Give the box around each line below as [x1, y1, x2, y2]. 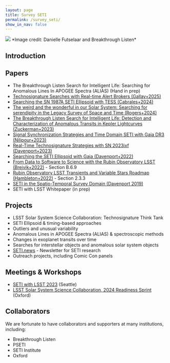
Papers [5, 69, 29, 78]
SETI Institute [12, 347, 41, 353]
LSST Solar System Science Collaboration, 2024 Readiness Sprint [12, 287, 152, 293]
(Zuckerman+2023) [12, 126, 54, 132]
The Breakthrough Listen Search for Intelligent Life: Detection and [12, 115, 152, 121]
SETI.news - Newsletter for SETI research [12, 247, 101, 254]
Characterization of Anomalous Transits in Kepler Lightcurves [12, 121, 142, 127]
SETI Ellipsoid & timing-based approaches [12, 220, 101, 226]
